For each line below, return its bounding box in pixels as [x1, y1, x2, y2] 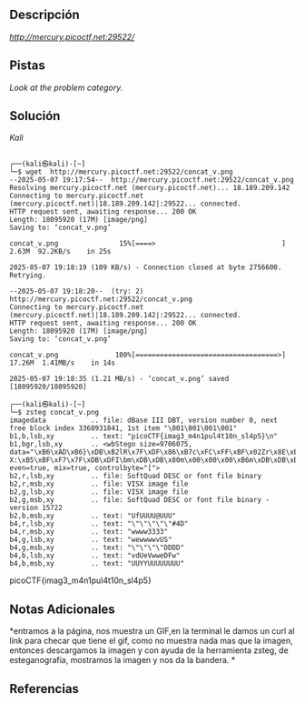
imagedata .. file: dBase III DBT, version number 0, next [9, 416, 279, 426]
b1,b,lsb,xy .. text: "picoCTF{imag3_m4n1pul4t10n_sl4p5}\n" [9, 432, 279, 441]
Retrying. [9, 271, 47, 280]
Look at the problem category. [9, 82, 123, 93]
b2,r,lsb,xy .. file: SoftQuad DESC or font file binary [9, 472, 261, 481]
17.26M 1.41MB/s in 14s [9, 358, 116, 367]
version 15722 [9, 504, 64, 513]
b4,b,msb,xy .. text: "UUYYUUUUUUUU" [9, 559, 184, 568]
